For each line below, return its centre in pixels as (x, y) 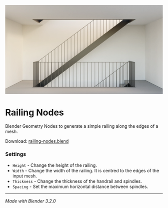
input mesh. (24, 176)
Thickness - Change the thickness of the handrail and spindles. (77, 181)
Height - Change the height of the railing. (55, 165)
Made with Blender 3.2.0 (30, 201)
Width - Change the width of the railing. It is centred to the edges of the (86, 170)
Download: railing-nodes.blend (37, 141)
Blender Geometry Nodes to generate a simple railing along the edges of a (82, 126)
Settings (16, 154)
